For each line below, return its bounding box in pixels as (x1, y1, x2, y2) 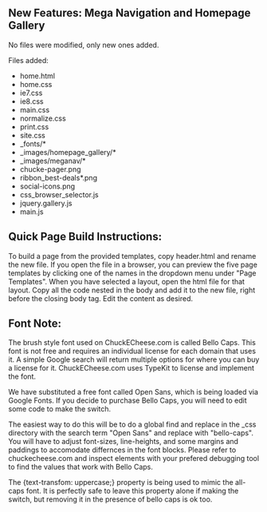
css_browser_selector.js (19, 189, 99, 199)
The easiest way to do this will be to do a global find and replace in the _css (8, 419, 257, 430)
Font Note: (8, 317, 62, 331)
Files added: (8, 55, 49, 65)
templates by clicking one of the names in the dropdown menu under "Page (8, 268, 257, 278)
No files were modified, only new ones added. (8, 40, 159, 50)
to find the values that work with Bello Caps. (8, 462, 154, 472)
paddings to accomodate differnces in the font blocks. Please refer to (8, 445, 237, 454)
